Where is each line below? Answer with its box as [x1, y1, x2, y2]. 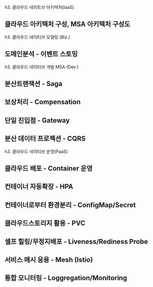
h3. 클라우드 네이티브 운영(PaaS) [4, 148, 68, 154]
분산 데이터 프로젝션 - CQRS [4, 134, 86, 143]
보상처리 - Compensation [4, 98, 81, 106]
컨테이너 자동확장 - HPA [4, 183, 73, 191]
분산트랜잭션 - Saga [4, 80, 62, 88]
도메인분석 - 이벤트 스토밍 [4, 50, 78, 58]
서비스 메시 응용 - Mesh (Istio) [4, 255, 93, 264]
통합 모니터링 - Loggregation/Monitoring [4, 274, 127, 282]
